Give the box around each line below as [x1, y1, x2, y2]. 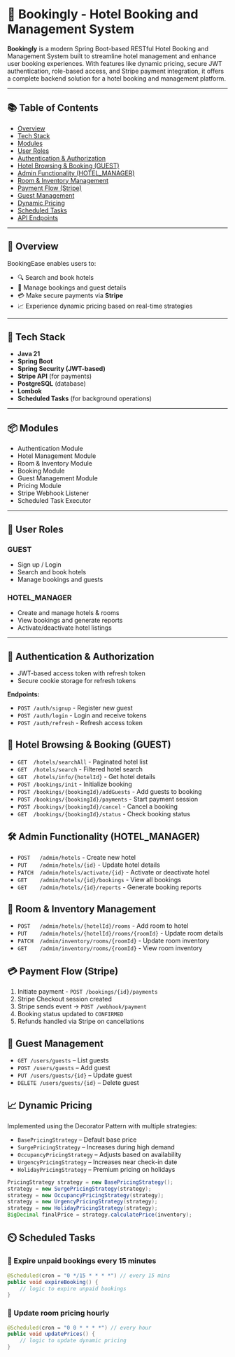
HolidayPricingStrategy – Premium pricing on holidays [17, 1165, 176, 1173]
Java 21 [17, 350, 41, 358]
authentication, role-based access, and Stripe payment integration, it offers [7, 67, 225, 75]
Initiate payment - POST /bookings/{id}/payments [17, 987, 158, 996]
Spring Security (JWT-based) [17, 365, 106, 373]
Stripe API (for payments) [17, 372, 92, 381]
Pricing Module [17, 482, 62, 490]
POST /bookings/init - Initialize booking [17, 780, 133, 788]
